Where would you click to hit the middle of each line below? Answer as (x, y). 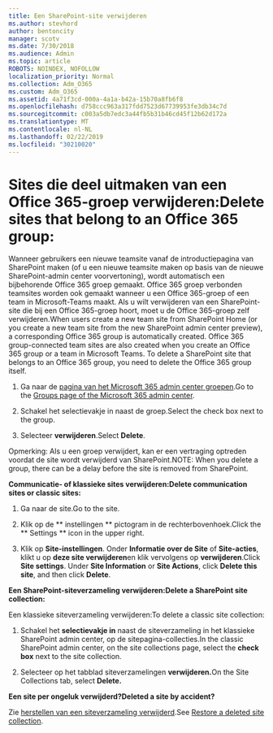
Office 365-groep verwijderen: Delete (136, 202)
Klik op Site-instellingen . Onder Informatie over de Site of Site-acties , (139, 549)
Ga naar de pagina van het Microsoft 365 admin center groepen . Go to (137, 387)
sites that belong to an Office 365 (123, 219)
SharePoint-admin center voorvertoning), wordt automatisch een (117, 276)
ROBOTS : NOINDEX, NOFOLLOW (54, 69)
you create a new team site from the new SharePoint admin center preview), (136, 328)
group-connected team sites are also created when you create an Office (129, 345)
